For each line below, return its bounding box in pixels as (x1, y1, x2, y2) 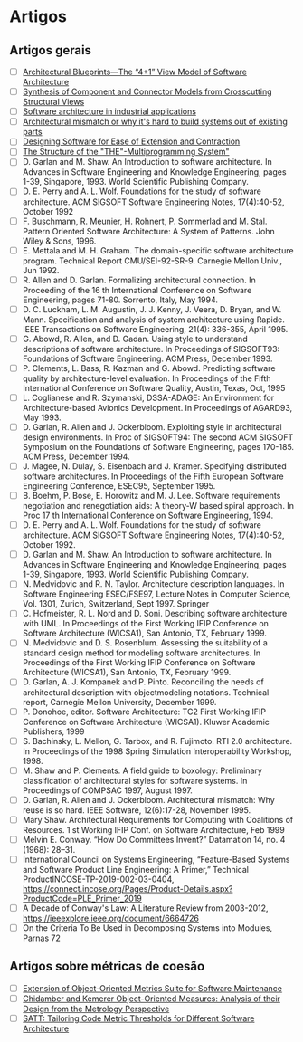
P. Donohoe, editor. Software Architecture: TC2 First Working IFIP (22, 706, 267, 717)
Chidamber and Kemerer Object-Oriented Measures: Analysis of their (22, 993, 280, 1004)
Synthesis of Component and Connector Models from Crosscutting (22, 86, 273, 97)
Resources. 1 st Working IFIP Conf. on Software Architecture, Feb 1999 (22, 824, 285, 835)
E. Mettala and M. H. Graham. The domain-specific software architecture (22, 244, 294, 255)
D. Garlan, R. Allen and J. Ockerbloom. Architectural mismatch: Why (22, 794, 276, 805)
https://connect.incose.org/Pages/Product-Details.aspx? (22, 883, 233, 894)
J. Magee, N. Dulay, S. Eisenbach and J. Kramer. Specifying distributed (22, 461, 287, 472)
